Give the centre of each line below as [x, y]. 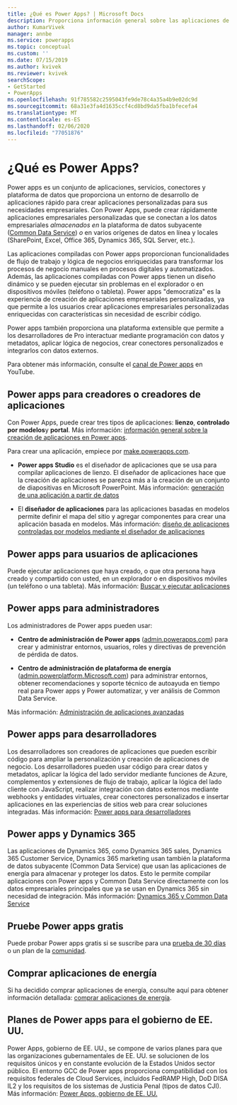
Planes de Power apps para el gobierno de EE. [110, 1020]
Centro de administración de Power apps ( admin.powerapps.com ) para [123, 639]
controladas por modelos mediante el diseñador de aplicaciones [111, 532]
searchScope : [27, 80]
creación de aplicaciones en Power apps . [68, 438]
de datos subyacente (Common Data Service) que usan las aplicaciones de [117, 866]
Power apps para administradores [83, 609]
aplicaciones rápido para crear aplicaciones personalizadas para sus [108, 202]
